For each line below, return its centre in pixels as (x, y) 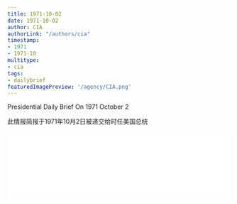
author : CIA (25, 27)
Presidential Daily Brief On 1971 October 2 (68, 107)
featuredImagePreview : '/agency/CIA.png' (70, 87)
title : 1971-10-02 (34, 14)
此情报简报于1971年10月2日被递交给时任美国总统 (78, 122)
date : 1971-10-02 (33, 21)
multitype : (23, 60)
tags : (15, 73)
